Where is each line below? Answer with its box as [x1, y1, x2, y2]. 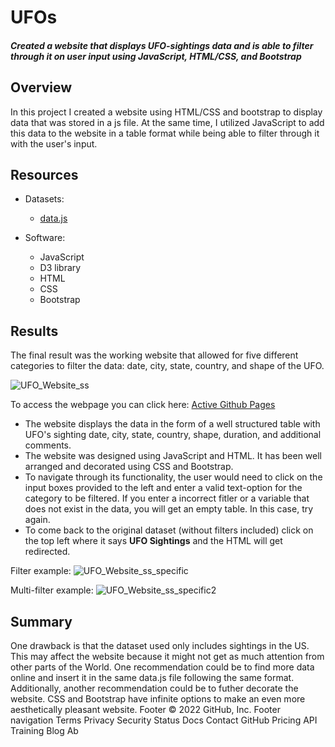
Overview [10, 79, 73, 96]
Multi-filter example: [10, 584, 94, 596]
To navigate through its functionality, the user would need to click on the [24, 471, 323, 483]
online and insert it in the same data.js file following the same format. [10, 672, 295, 684]
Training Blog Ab [10, 725, 79, 737]
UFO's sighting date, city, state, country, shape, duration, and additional [24, 429, 322, 441]
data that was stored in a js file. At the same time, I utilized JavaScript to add [10, 116, 325, 128]
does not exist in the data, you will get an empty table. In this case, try [24, 503, 314, 515]
